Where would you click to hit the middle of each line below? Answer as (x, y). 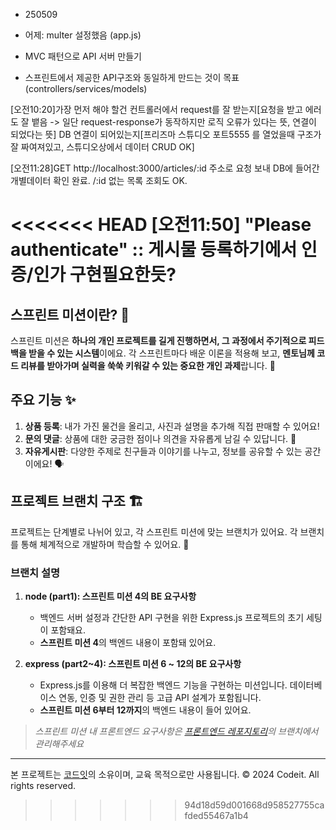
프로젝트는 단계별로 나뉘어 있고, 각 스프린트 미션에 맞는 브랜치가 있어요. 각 (154, 531)
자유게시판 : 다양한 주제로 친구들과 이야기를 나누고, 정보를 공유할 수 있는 (163, 451)
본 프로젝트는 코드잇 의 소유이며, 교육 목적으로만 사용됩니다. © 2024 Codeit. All (165, 774)
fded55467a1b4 (216, 815)
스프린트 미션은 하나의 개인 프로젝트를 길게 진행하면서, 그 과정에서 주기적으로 (158, 340)
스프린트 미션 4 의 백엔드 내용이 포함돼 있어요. (128, 642)
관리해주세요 (59, 743)
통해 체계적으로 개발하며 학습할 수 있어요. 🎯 (105, 544)
